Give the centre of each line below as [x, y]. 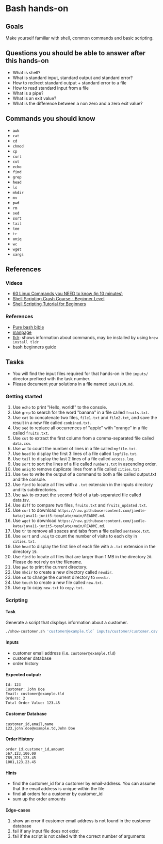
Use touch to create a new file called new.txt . [58, 582]
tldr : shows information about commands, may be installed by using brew [85, 337]
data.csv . [22, 443]
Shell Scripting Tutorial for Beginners [49, 304]
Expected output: [24, 674]
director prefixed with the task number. [51, 379]
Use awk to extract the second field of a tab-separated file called [77, 495]
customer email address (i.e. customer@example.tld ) [64, 653]
